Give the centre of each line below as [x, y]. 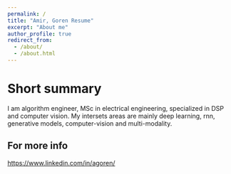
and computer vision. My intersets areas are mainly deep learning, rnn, [111, 116]
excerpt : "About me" [38, 27]
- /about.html [35, 54]
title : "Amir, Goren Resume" [51, 21]
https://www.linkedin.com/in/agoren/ [61, 163]
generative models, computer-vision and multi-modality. [90, 123]
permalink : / [27, 14]
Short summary [55, 89]
